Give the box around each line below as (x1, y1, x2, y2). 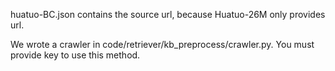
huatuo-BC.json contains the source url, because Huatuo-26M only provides (10, 9, 326, 20)
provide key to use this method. (10, 49, 141, 61)
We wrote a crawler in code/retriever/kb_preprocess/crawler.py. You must (10, 39, 315, 50)
